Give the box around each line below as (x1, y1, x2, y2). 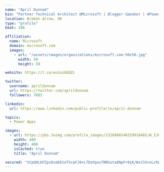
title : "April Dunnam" (14, 151, 60, 156)
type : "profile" (5, 21, 38, 26)
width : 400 (14, 137, 36, 142)
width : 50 (18, 57, 38, 62)
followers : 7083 (9, 92, 42, 98)
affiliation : (5, 34, 32, 39)
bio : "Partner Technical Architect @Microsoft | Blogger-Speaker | (5, 12, 145, 17)
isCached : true (14, 146, 45, 151)
